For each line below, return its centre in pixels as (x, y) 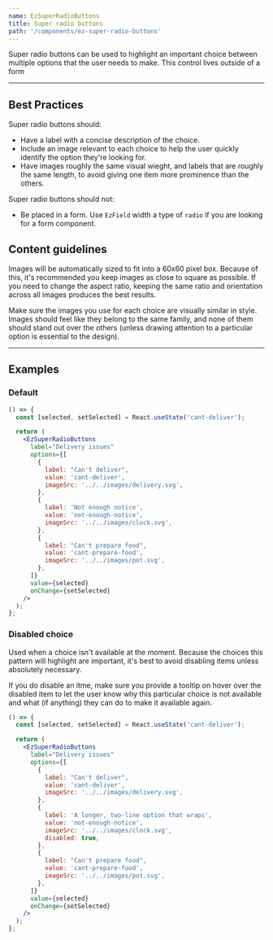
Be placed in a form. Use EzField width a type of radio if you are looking (141, 215)
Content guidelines (58, 249)
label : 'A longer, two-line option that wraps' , (128, 815)
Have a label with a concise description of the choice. (110, 140)
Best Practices (46, 105)
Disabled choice (41, 634)
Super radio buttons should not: (62, 199)
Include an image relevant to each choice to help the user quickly (130, 149)
